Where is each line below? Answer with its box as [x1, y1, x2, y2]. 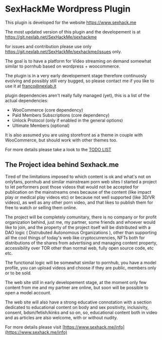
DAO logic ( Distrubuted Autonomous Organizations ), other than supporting [5, 230, 157, 235]
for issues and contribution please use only [5, 43, 91, 49]
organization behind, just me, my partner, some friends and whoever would [5, 219, 156, 225]
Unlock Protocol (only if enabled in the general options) [12, 117, 123, 123]
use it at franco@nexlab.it [5, 83, 57, 89]
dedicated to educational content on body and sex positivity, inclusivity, [5, 304, 149, 310]
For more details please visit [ [5, 324, 64, 330]
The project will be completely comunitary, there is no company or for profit [5, 214, 157, 220]
